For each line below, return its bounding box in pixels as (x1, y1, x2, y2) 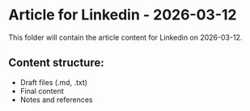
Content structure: (8, 56, 104, 70)
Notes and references (19, 95, 93, 105)
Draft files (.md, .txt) (19, 77, 87, 87)
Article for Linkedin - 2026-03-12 (8, 6, 237, 24)
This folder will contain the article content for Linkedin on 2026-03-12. (8, 32, 243, 42)
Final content (19, 86, 65, 96)
